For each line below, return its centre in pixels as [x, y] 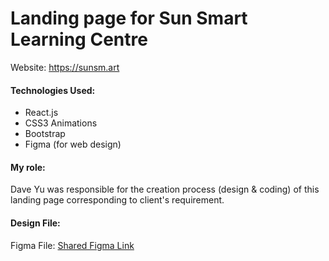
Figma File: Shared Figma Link [72, 245]
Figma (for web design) [73, 144]
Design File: [35, 223]
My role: [28, 167]
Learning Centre [79, 39]
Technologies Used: [53, 90]
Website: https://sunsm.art [65, 67]
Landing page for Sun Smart [129, 18]
